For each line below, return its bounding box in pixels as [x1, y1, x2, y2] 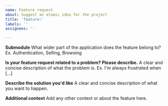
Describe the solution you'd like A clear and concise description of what [5, 80, 158, 86]
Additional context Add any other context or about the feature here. [5, 95, 148, 101]
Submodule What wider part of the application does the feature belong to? [5, 44, 161, 50]
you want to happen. [5, 85, 48, 91]
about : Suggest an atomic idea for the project [5, 12, 108, 17]
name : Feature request [5, 7, 53, 13]
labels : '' [5, 21, 28, 27]
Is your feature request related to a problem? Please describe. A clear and [5, 60, 163, 66]
